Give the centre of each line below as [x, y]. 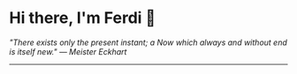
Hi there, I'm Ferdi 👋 [83, 18]
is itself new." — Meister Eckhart [68, 51]
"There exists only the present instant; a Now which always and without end [148, 42]
